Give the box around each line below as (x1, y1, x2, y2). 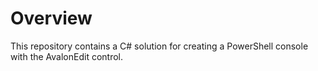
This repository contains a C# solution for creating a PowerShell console (10, 40, 309, 52)
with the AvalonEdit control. (10, 50, 124, 62)
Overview (10, 7, 93, 30)
